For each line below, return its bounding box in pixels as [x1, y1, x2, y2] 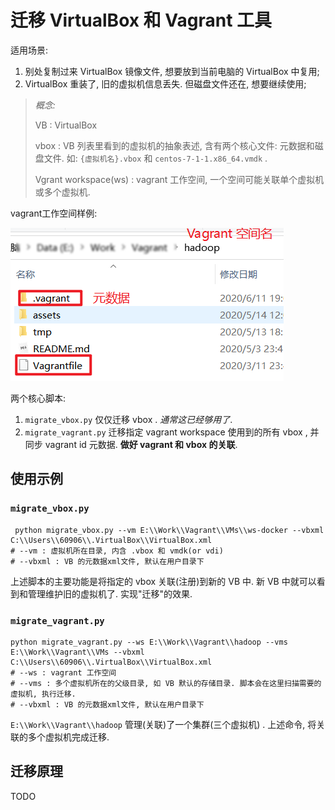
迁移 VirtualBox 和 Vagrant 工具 [10, 9, 273, 32]
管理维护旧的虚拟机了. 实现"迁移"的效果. [27, 587, 193, 600]
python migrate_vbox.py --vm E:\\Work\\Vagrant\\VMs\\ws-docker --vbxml [14, 525, 325, 535]
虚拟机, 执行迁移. [10, 689, 77, 699]
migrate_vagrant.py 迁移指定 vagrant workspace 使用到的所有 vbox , [24, 426, 308, 438]
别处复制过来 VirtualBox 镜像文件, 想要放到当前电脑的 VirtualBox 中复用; [24, 65, 320, 77]
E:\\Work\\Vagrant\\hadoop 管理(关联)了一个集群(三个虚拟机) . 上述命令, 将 [10, 718, 317, 730]
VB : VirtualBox [34, 119, 98, 131]
